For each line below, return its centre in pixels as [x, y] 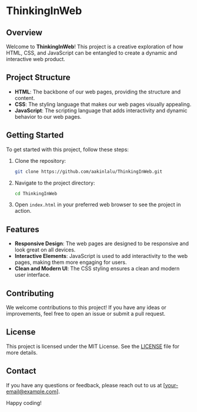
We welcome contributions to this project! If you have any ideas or [86, 307]
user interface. [32, 275]
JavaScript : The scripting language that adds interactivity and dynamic [101, 110]
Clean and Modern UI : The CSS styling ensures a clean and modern [97, 269]
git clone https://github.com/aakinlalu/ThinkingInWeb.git [89, 172]
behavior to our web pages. [48, 116]
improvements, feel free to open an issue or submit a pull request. [86, 314]
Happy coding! [24, 403]
